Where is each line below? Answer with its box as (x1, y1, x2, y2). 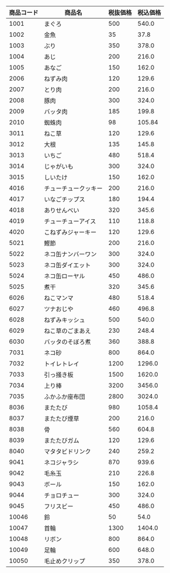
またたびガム (44, 437, 80, 444)
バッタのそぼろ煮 (44, 338, 92, 346)
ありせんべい (44, 206, 80, 214)
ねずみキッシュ (44, 316, 86, 324)
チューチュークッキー (44, 184, 103, 192)
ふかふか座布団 (44, 393, 86, 401)
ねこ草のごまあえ (44, 327, 92, 335)
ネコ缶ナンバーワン (44, 250, 97, 258)
